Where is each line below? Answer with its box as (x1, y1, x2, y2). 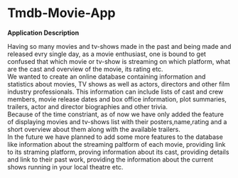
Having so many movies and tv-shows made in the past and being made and (7, 42, 232, 50)
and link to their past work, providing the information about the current (7, 155, 214, 164)
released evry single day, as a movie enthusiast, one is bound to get (7, 50, 206, 58)
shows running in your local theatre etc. (7, 162, 124, 171)
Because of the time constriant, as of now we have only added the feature (7, 110, 225, 118)
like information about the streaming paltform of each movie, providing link (7, 140, 226, 148)
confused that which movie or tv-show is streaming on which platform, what (7, 57, 231, 65)
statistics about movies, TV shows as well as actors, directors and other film (7, 79, 230, 88)
